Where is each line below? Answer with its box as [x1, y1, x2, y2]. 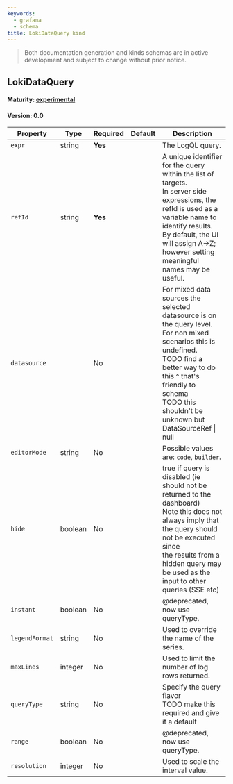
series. [162, 642, 184, 652]
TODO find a [162, 354, 203, 364]
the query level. [162, 319, 213, 329]
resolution [10, 762, 46, 770]
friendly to [162, 380, 196, 390]
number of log [162, 662, 209, 672]
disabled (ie [162, 472, 201, 482]
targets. [162, 178, 187, 187]
